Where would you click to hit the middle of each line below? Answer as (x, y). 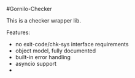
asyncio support (36, 64)
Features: (18, 32)
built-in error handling (43, 57)
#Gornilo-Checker (29, 9)
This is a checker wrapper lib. (44, 20)
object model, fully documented (56, 51)
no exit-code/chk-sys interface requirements (72, 44)
